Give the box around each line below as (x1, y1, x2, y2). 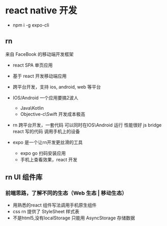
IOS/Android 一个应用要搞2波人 (12, 94, 79, 100)
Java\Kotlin (20, 105, 44, 111)
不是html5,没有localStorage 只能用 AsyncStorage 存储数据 (12, 215, 135, 221)
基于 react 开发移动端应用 (12, 73, 67, 79)
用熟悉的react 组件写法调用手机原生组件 (12, 202, 97, 208)
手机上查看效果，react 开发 (20, 156, 78, 162)
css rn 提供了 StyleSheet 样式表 (12, 209, 80, 215)
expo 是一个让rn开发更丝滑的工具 (12, 139, 83, 145)
